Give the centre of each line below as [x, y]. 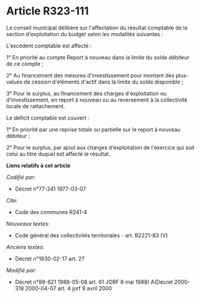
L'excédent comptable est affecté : [49, 46]
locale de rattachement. [35, 106]
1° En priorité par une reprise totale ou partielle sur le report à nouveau [94, 129]
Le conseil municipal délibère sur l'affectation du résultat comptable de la [97, 28]
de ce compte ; [25, 64]
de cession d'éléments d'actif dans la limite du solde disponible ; [103, 82]
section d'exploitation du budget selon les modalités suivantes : [85, 34]
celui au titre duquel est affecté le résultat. [58, 154]
